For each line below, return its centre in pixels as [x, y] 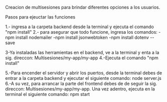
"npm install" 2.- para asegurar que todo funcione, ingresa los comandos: [81, 32]
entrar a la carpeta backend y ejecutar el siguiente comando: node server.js [83, 78]
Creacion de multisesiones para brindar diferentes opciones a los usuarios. [83, 7]
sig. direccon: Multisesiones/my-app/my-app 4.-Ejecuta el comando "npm [82, 58]
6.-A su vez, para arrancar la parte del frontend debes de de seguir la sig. [81, 83]
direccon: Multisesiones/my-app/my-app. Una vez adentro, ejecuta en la [80, 89]
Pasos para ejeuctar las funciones [40, 17]
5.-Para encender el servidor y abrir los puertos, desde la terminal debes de [83, 73]
